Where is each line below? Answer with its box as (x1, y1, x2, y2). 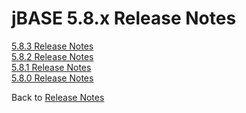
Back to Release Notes (11, 91, 105, 103)
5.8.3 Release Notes (11, 40, 94, 52)
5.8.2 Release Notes (11, 50, 94, 62)
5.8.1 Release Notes (11, 61, 92, 73)
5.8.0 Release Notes (11, 72, 94, 84)
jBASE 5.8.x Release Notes (11, 7, 237, 30)
